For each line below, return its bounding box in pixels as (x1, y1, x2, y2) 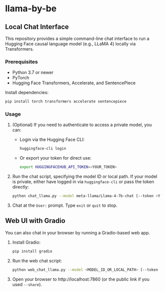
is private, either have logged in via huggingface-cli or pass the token (12, 179, 154, 185)
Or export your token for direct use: (19, 155, 92, 161)
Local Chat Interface (5, 23, 69, 31)
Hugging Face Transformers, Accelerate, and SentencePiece (12, 80, 136, 86)
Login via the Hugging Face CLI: (19, 136, 85, 143)
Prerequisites (5, 58, 38, 65)
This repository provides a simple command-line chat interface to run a (5, 35, 150, 41)
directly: (12, 184, 29, 190)
